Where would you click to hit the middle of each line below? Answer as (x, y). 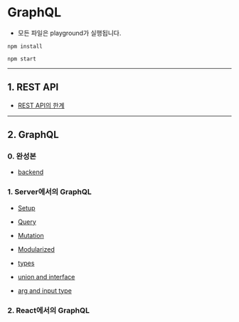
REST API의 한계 (41, 105)
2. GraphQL (33, 135)
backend (31, 172)
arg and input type (45, 290)
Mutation (31, 235)
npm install (25, 46)
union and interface (46, 277)
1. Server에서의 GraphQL (49, 192)
